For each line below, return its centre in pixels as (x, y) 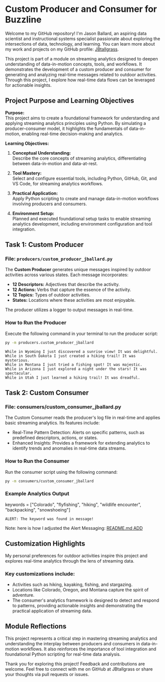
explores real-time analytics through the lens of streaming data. (70, 561)
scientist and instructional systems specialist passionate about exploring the (83, 39)
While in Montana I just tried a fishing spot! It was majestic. (74, 365)
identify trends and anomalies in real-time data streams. (69, 448)
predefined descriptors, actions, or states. (55, 438)
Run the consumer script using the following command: (61, 472)
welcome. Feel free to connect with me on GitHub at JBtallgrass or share (79, 669)
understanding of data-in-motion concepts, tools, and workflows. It (74, 64)
